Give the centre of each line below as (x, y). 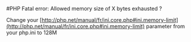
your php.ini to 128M (32, 33)
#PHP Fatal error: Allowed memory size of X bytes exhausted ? (84, 9)
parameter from (166, 26)
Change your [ (24, 20)
